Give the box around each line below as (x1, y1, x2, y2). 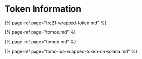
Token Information (4, 3, 82, 15)
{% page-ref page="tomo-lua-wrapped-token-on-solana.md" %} (4, 48, 138, 54)
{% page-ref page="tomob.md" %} (4, 38, 76, 45)
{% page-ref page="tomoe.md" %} (4, 29, 76, 35)
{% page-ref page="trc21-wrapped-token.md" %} (4, 20, 106, 26)
